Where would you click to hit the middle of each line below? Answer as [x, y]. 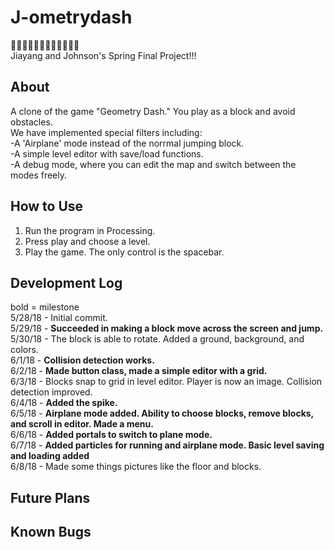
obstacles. [31, 122]
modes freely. [39, 175]
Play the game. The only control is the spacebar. [124, 252]
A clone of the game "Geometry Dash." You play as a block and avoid [153, 111]
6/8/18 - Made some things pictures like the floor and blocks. [136, 467]
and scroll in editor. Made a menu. [82, 424]
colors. [24, 350]
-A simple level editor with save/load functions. [107, 153]
